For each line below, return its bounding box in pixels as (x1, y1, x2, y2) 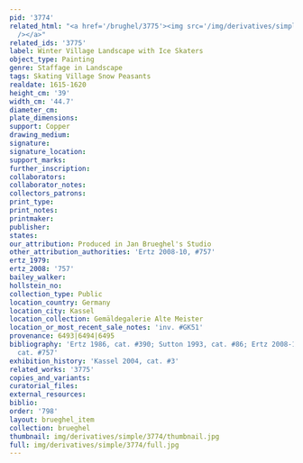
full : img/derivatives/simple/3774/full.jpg (9, 440, 179, 449)
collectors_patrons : (9, 189, 87, 198)
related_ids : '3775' (9, 38, 87, 48)
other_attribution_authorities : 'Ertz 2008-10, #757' (9, 248, 216, 257)
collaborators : (9, 172, 67, 181)
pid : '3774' (9, 13, 54, 23)
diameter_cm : (9, 105, 59, 114)
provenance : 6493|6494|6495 (9, 331, 115, 340)
